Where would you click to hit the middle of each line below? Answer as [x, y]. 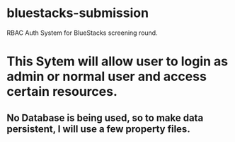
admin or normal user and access [107, 77]
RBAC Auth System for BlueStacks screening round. [82, 33]
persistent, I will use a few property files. [98, 129]
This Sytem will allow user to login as [117, 61]
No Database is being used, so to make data [105, 118]
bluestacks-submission [78, 13]
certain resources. [62, 92]
